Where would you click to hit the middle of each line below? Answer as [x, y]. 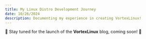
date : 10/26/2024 [22, 14]
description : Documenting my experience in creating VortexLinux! [73, 18]
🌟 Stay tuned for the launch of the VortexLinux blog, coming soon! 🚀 [73, 32]
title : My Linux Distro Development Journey [51, 9]
